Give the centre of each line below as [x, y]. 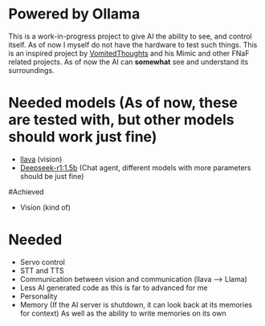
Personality [39, 296]
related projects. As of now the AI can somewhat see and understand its [128, 62]
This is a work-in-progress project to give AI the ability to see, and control [130, 36]
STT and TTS [42, 271]
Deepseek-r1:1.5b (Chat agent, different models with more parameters [135, 167]
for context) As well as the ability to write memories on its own [123, 313]
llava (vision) [41, 159]
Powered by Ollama [74, 14]
